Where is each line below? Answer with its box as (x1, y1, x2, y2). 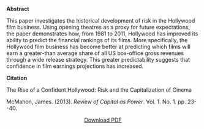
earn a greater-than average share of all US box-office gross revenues (6, 50, 184, 57)
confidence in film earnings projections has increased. (6, 62, 144, 70)
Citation (6, 75, 28, 81)
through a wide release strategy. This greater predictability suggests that (6, 56, 191, 63)
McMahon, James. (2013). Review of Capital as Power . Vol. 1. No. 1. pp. (6, 98, 186, 105)
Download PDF (84, 116, 122, 123)
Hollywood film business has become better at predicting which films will (6, 43, 191, 50)
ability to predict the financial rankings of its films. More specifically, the (6, 37, 188, 43)
